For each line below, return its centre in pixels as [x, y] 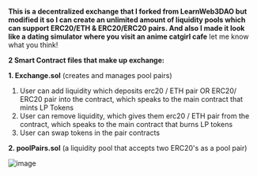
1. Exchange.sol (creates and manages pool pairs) [90, 75]
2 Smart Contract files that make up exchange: [86, 60]
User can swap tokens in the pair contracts [90, 133]
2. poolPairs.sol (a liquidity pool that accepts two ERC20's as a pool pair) [128, 148]
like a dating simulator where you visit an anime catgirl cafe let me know [128, 36]
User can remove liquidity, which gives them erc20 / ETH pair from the [134, 116]
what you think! [33, 45]
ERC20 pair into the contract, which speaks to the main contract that [131, 99]
